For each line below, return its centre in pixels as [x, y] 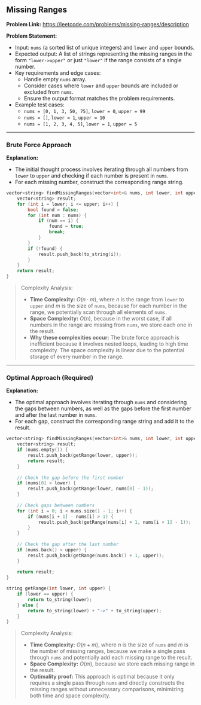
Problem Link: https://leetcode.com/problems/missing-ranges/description [98, 24]
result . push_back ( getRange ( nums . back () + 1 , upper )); [96, 556]
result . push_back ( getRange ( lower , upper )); [83, 456]
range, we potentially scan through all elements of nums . [98, 312]
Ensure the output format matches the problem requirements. [99, 98]
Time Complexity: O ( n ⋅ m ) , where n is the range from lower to [107, 300]
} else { [28, 605]
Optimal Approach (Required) [50, 378]
